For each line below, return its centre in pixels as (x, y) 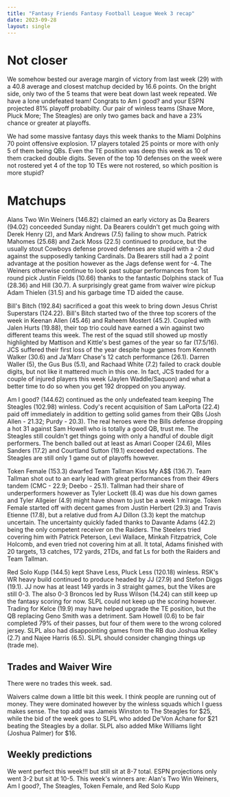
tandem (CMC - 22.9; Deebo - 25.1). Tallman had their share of (95, 486)
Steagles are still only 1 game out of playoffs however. (83, 458)
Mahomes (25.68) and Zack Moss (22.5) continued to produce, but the (107, 242)
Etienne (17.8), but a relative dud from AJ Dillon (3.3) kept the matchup (106, 515)
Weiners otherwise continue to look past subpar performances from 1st (108, 271)
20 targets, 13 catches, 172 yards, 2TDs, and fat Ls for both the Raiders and (114, 552)
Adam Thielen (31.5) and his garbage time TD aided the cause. (95, 293)
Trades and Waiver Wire (59, 667)
